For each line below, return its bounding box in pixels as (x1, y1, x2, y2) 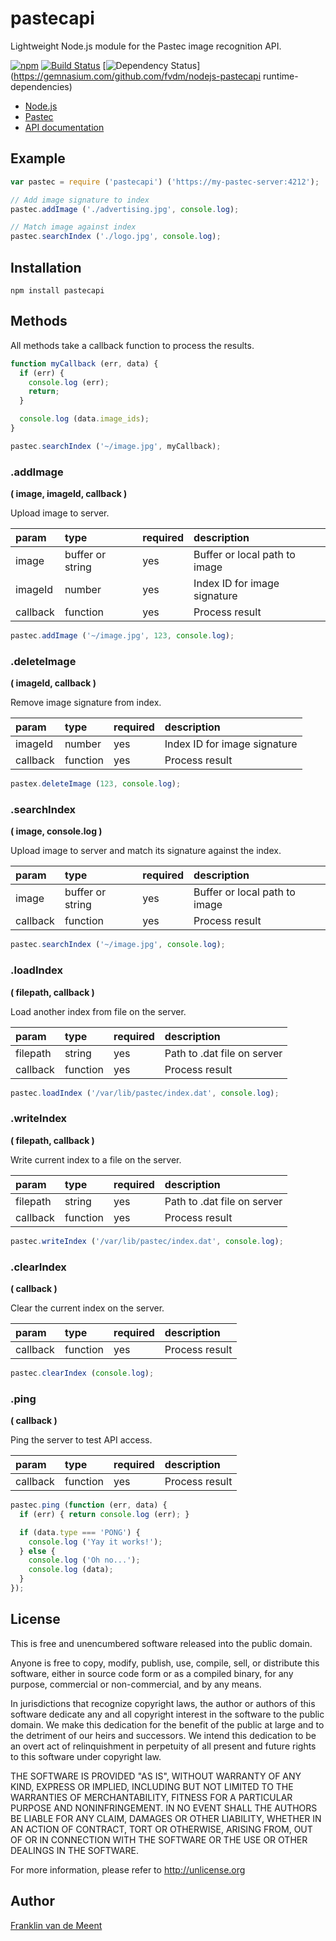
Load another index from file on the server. (10, 1005, 187, 1017)
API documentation (24, 121, 105, 133)
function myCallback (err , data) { (10, 358, 159, 369)
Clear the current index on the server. (10, 1302, 165, 1314)
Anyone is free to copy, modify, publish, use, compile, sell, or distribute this (10, 1657, 320, 1669)
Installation (10, 259, 82, 276)
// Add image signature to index (10, 195, 150, 205)
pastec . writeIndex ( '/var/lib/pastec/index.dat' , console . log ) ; (10, 1236, 284, 1246)
